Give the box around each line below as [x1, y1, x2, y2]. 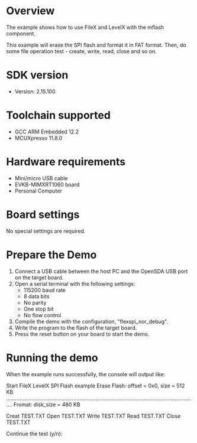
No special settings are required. [6, 227, 86, 234]
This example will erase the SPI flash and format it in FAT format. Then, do [6, 41, 186, 48]
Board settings [6, 208, 80, 221]
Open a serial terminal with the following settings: [14, 280, 135, 287]
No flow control [23, 311, 62, 318]
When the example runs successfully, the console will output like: [6, 370, 166, 377]
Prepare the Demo [6, 248, 97, 261]
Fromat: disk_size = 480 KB [14, 400, 81, 408]
